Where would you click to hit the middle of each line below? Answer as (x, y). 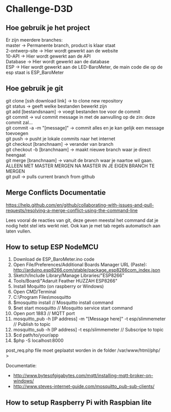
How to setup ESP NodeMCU (52, 247)
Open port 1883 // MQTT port (44, 314)
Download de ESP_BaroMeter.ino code (54, 259)
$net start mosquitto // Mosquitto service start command (73, 308)
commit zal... (19, 122)
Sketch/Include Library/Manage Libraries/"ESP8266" (69, 275)
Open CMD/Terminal (35, 292)
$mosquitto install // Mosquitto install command (63, 303)
